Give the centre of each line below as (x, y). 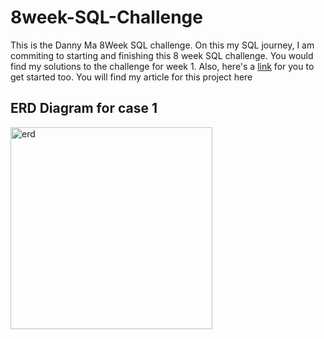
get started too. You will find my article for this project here (131, 77)
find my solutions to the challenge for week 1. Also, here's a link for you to (162, 66)
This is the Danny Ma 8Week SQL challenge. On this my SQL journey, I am (162, 45)
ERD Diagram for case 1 (84, 108)
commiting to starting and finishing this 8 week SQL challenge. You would (162, 55)
